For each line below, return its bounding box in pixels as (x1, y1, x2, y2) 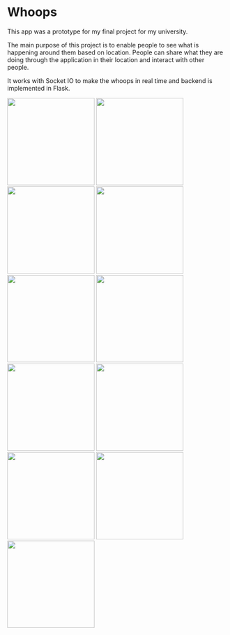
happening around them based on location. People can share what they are (7, 48, 224, 57)
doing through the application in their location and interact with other (7, 55, 205, 63)
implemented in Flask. (7, 84, 70, 92)
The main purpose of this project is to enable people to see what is (7, 40, 199, 49)
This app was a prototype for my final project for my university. (7, 27, 188, 36)
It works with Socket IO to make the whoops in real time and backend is (7, 76, 213, 84)
